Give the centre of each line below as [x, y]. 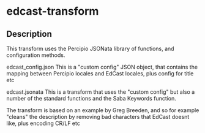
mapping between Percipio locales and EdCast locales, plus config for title [100, 74]
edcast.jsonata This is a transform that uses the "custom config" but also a [101, 92]
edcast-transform [53, 11]
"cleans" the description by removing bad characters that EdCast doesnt [98, 117]
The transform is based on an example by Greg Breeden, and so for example [103, 110]
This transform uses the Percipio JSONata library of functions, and [90, 48]
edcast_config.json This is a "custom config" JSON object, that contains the [102, 67]
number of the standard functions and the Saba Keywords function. [91, 98]
